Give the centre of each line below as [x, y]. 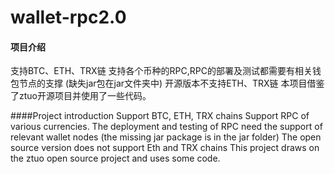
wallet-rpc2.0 [68, 17]
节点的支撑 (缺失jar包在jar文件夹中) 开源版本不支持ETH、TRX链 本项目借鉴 [171, 83]
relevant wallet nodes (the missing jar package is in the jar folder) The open [166, 137]
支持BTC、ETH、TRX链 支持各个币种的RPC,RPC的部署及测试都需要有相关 [161, 71]
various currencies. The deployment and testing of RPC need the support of [166, 127]
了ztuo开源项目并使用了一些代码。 [81, 96]
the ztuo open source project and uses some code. [115, 158]
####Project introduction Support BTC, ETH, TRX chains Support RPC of [160, 116]
